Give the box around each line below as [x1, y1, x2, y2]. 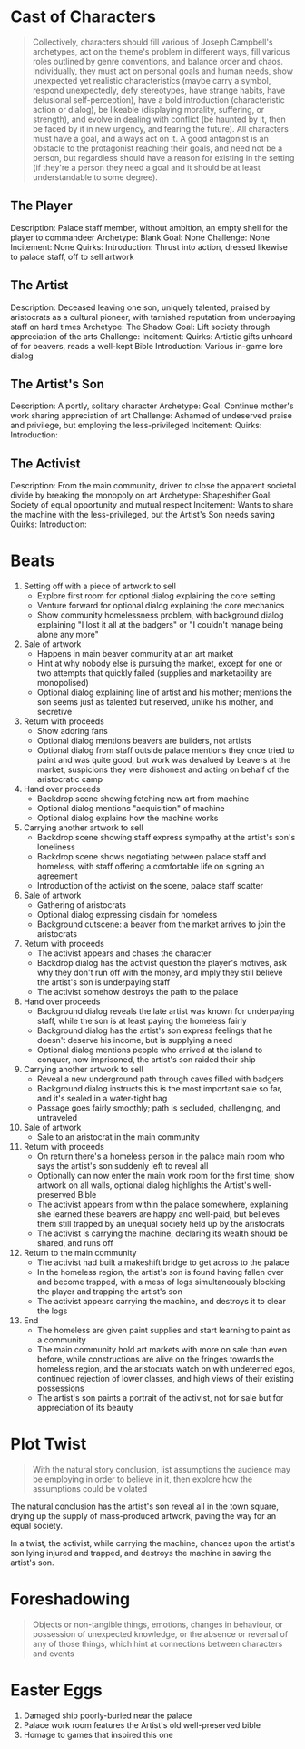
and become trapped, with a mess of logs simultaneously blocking [36, 1276, 286, 1288]
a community [36, 1334, 86, 1345]
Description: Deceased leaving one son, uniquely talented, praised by [10, 302, 271, 313]
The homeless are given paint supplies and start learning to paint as [36, 1325, 291, 1336]
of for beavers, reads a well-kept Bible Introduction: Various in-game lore [10, 340, 284, 351]
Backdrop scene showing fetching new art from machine [36, 793, 250, 804]
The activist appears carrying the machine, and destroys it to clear [36, 1296, 287, 1307]
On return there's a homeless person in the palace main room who [36, 1151, 285, 1161]
